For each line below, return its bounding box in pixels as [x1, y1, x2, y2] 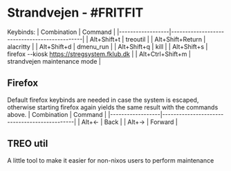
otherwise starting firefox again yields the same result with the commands [7, 102, 219, 111]
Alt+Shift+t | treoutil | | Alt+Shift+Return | [89, 35, 206, 43]
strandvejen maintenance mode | [7, 57, 102, 65]
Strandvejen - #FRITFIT [7, 5, 144, 21]
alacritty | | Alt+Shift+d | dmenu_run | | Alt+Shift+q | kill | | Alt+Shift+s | [7, 42, 208, 51]
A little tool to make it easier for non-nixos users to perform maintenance [7, 156, 214, 164]
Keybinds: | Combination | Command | [7, 28, 116, 36]
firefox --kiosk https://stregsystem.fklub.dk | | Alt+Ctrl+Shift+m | [7, 50, 192, 58]
